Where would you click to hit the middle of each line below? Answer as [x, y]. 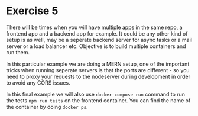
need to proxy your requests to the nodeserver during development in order [98, 76]
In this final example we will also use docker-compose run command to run [95, 94]
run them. [18, 52]
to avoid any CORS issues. [38, 83]
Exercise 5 [32, 11]
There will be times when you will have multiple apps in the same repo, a [94, 27]
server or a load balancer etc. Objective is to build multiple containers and [96, 46]
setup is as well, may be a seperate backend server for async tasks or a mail [99, 40]
